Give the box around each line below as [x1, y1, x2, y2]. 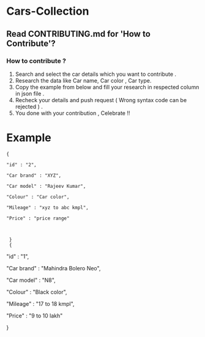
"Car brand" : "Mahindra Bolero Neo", [6, 264, 101, 272]
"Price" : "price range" [6, 215, 70, 221]
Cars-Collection [6, 4, 89, 18]
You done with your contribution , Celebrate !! [15, 109, 130, 117]
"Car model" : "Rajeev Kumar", [6, 183, 86, 189]
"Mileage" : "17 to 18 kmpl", [6, 300, 75, 307]
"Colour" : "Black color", [6, 288, 67, 295]
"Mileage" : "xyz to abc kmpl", [6, 204, 89, 210]
